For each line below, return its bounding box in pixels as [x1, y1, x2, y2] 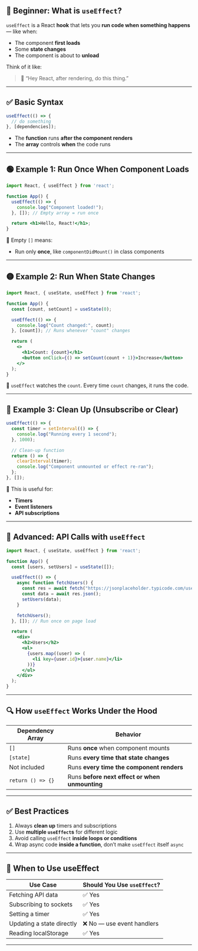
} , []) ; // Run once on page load [11, 618, 96, 624]
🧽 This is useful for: [6, 485, 53, 493]
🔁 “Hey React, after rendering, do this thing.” [20, 74, 128, 81]
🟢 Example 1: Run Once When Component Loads [6, 164, 190, 174]
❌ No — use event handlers [82, 920, 159, 928]
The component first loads [14, 39, 81, 46]
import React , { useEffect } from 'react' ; [6, 183, 115, 189]
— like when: [6, 28, 38, 35]
